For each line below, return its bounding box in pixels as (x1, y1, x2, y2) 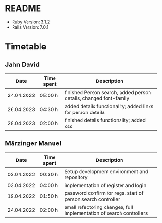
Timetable (5, 41, 47, 52)
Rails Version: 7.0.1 (12, 24, 49, 30)
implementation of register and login (64, 182, 147, 189)
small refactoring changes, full (64, 204, 134, 210)
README (5, 3, 41, 14)
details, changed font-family (65, 95, 130, 102)
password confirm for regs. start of (64, 190, 144, 196)
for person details (65, 109, 105, 115)
